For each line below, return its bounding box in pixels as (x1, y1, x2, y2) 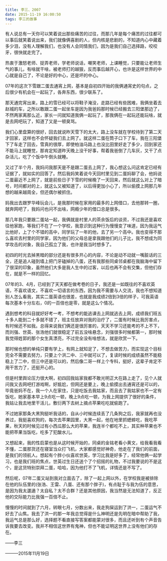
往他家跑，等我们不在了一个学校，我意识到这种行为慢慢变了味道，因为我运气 (5, 223, 162, 229)
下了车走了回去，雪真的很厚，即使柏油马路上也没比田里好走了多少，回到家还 (5, 141, 162, 147)
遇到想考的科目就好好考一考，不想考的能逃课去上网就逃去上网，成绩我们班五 (5, 310, 162, 316)
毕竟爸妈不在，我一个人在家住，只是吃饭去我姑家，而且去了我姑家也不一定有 (5, 387, 162, 393)
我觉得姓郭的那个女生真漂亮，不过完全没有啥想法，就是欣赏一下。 (5, 335, 140, 341)
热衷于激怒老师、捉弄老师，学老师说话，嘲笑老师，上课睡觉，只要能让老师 (5, 60, 158, 66)
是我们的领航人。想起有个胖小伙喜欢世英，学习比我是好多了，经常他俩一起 (5, 452, 158, 458)
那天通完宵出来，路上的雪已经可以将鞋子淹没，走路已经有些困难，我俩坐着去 (5, 100, 162, 106)
